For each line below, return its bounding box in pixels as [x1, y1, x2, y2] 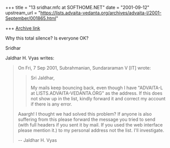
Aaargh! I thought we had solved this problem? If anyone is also [17, 111, 152, 117]
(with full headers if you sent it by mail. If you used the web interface [17, 122, 163, 128]
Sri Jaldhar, [30, 75, 55, 81]
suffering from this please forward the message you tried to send [17, 116, 156, 122]
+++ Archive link [5, 25, 40, 31]
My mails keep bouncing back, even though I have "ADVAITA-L [30, 84, 163, 91]
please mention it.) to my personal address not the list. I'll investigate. [17, 128, 164, 133]
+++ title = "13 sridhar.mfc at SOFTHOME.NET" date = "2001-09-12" [5, 5, 150, 10]
